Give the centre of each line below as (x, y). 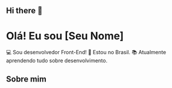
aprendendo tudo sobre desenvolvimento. (57, 61)
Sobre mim (26, 79)
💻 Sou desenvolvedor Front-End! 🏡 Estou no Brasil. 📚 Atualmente (86, 52)
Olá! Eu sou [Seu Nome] (65, 36)
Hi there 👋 (24, 11)
